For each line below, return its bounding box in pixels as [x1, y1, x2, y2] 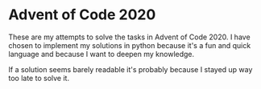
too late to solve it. [8, 73, 70, 83]
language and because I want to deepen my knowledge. [8, 49, 195, 59]
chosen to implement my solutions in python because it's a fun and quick [8, 40, 251, 50]
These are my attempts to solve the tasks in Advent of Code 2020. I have [8, 32, 251, 42]
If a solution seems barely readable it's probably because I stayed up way [8, 64, 253, 74]
